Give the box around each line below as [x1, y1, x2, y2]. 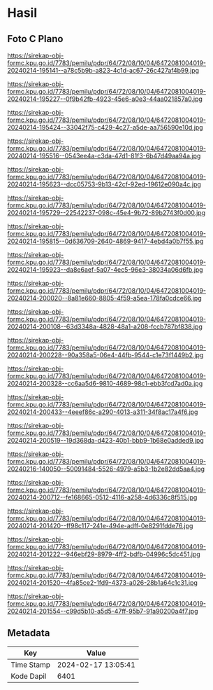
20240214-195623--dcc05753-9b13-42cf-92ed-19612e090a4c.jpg [7, 180, 201, 188]
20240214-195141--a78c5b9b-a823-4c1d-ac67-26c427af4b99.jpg [7, 67, 200, 74]
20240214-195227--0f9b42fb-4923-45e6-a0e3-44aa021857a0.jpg [7, 95, 203, 103]
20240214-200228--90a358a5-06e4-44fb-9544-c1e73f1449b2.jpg [7, 351, 204, 359]
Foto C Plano [7, 33, 64, 45]
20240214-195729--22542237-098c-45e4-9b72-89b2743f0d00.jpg [7, 209, 206, 216]
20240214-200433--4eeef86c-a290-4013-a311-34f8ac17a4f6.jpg [7, 408, 198, 416]
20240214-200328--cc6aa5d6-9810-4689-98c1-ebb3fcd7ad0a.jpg [7, 380, 203, 387]
